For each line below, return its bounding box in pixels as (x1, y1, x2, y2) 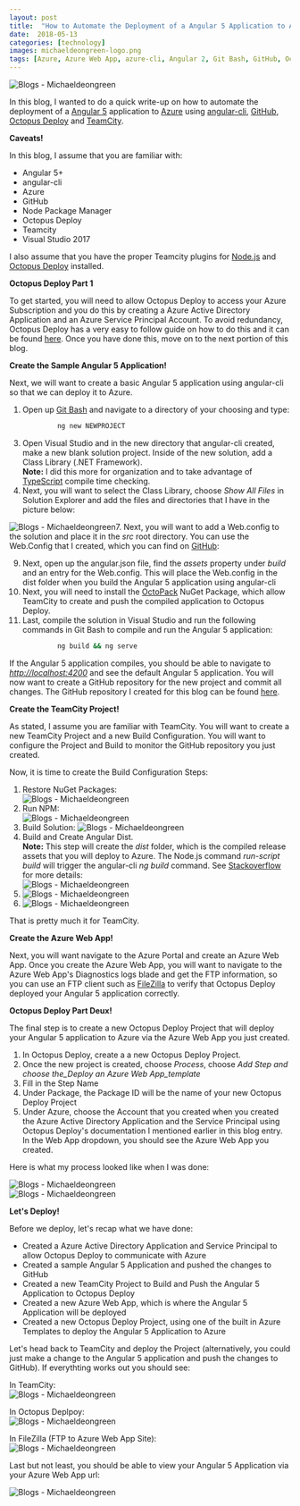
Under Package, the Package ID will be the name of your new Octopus (21, 1087, 282, 1098)
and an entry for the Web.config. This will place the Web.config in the (21, 567, 279, 577)
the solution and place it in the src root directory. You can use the (9, 531, 250, 542)
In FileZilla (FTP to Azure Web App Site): (9, 1433, 157, 1443)
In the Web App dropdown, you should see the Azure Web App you (21, 1134, 270, 1145)
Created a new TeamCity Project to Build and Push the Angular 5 (21, 1278, 261, 1289)
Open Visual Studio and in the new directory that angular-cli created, (21, 437, 275, 448)
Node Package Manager (21, 206, 112, 215)
